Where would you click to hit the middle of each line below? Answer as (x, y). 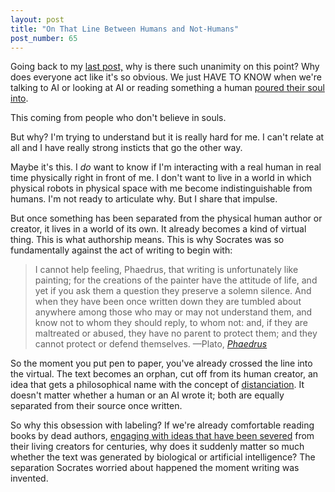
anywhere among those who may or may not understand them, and (173, 312)
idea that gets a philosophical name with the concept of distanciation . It (157, 385)
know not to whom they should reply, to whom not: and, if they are (171, 323)
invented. (29, 478)
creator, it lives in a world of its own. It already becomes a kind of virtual (158, 229)
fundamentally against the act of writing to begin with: (121, 250)
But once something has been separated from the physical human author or (166, 218)
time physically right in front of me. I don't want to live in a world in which (161, 178)
